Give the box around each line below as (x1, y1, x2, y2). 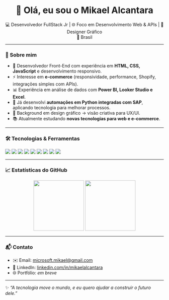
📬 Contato (5, 244, 33, 251)
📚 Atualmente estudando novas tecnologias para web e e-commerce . (12, 116, 160, 122)
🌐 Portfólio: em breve (12, 270, 57, 276)
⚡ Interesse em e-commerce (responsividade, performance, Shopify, (12, 74, 156, 80)
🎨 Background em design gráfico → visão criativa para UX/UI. (12, 110, 140, 116)
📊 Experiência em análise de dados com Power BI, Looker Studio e (12, 87, 153, 93)
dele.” (5, 290, 18, 296)
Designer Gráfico (67, 29, 102, 35)
